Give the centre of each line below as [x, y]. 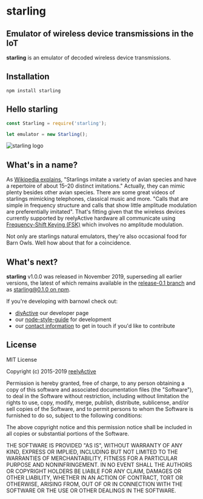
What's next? [32, 262]
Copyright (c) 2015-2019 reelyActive [51, 371]
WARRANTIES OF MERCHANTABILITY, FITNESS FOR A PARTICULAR [92, 458]
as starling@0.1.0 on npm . [38, 289]
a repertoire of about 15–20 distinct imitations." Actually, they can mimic [96, 186]
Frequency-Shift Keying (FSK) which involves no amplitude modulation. [95, 225]
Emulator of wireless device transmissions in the [100, 34]
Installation [28, 77]
